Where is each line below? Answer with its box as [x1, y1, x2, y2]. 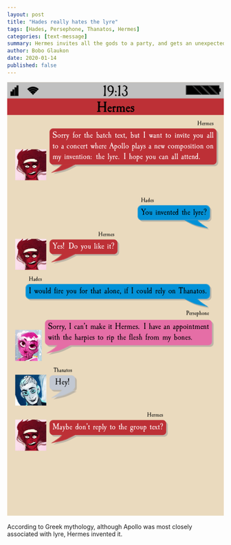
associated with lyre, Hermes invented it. [7, 530, 122, 538]
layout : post [7, 11, 45, 18]
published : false [7, 62, 57, 69]
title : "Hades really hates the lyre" [7, 18, 118, 25]
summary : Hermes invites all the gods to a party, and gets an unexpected [7, 40, 226, 47]
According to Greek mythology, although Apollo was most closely [7, 522, 192, 531]
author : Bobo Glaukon [7, 47, 69, 54]
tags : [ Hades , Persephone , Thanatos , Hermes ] [7, 25, 140, 32]
